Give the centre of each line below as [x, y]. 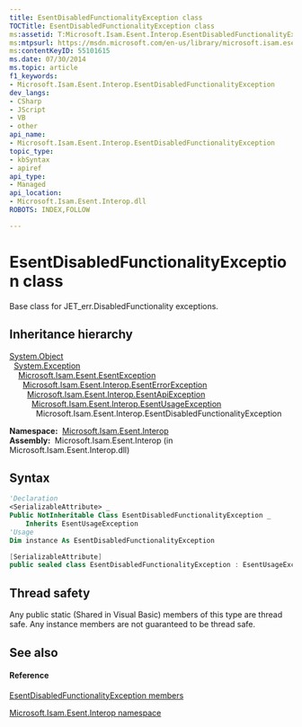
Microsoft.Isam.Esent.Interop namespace [85, 713]
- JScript [28, 110]
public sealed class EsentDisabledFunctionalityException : [124, 565]
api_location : [36, 193]
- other [24, 127]
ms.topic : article [44, 68]
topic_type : [31, 151]
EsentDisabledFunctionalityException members [97, 695]
